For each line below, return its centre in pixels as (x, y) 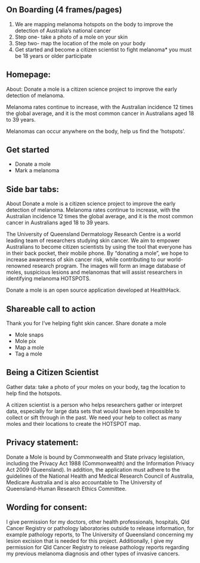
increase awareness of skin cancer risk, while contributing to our (86, 259)
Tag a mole (29, 354)
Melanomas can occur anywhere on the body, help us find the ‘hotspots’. (96, 131)
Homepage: (28, 75)
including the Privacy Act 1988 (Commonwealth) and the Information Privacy (100, 463)
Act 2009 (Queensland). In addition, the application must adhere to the (93, 469)
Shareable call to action (51, 309)
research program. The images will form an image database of (109, 266)
